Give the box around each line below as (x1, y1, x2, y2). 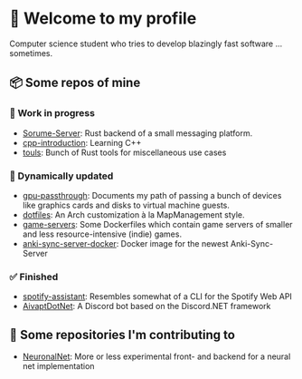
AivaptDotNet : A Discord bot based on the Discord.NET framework (22, 301, 271, 312)
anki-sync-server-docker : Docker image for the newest (22, 238, 229, 248)
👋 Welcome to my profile (9, 8, 197, 29)
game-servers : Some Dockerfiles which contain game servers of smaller (22, 219, 293, 229)
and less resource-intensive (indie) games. (22, 228, 183, 239)
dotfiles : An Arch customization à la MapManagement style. (22, 209, 246, 220)
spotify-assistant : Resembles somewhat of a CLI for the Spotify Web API (22, 291, 292, 302)
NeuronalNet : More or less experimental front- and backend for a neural (22, 351, 291, 362)
